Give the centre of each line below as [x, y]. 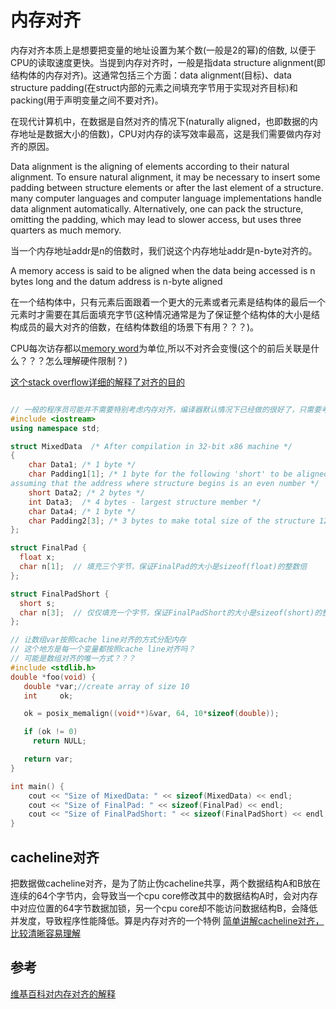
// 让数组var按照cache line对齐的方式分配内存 [98, 640]
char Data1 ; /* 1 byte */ [82, 465]
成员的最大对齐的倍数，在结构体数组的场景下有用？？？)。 [139, 327]
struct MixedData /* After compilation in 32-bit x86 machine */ [151, 446]
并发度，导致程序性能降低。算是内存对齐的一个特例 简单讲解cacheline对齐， [167, 920]
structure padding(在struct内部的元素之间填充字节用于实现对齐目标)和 [154, 87]
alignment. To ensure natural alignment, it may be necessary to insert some [165, 177]
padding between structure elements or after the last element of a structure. [167, 187]
